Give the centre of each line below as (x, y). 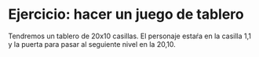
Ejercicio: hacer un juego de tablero (126, 14)
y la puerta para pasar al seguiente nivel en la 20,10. (92, 44)
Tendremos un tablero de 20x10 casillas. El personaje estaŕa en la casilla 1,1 (129, 36)
